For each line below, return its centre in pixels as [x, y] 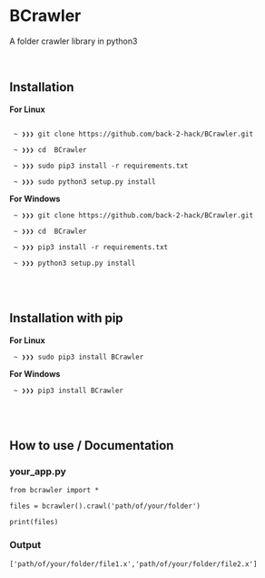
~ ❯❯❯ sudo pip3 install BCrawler [79, 357]
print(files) [34, 522]
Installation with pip [67, 318]
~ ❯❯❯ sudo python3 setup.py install [84, 182]
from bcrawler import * [54, 491]
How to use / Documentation [92, 446]
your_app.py [38, 472]
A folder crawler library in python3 [74, 41]
